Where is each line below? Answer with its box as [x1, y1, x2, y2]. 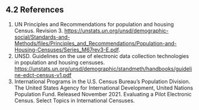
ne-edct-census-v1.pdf [14, 71, 72, 78]
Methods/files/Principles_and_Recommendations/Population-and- [14, 39, 177, 47]
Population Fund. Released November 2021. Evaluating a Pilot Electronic [14, 90, 192, 97]
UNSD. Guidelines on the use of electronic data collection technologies [14, 52, 189, 59]
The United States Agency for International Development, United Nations [14, 84, 194, 91]
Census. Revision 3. [14, 27, 63, 34]
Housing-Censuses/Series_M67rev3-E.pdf [14, 46, 119, 53]
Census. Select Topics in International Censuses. [14, 97, 135, 104]
